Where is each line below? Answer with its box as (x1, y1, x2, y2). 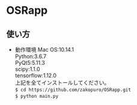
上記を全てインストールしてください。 (14, 79, 110, 86)
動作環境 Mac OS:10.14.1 (14, 46, 74, 53)
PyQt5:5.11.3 (14, 59, 45, 66)
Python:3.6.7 (14, 53, 47, 60)
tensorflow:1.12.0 (14, 72, 57, 79)
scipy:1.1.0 (14, 65, 40, 73)
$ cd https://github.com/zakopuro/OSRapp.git (14, 87, 131, 93)
